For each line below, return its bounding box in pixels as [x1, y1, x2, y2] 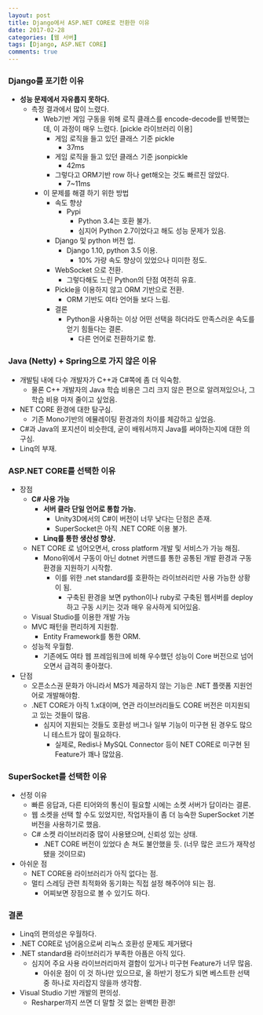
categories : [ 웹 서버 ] [8, 33, 78, 42]
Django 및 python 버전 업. [54, 236, 136, 246]
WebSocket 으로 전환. [54, 265, 123, 275]
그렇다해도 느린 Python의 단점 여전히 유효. [66, 276, 196, 285]
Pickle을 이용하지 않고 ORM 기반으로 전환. [54, 285, 184, 294]
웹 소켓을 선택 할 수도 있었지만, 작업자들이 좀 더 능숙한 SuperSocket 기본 [31, 810, 255, 820]
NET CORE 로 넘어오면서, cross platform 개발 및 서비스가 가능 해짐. [31, 543, 240, 553]
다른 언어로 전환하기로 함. [78, 334, 156, 344]
